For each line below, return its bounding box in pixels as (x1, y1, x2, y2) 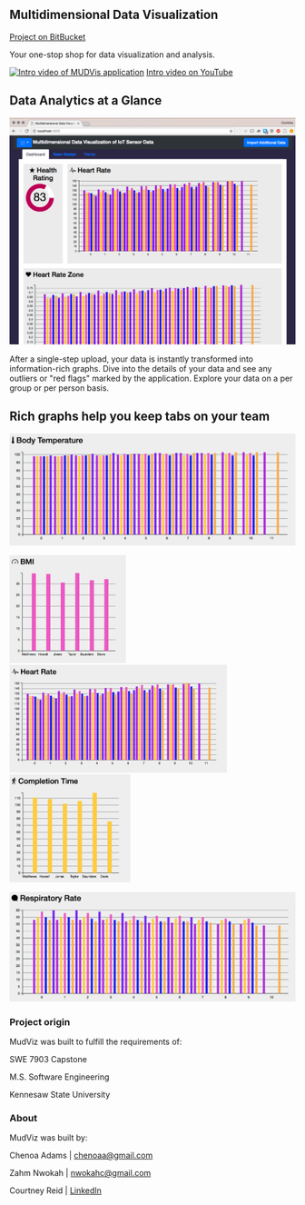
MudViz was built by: (9, 1132, 88, 1143)
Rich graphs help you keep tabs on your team (9, 409, 271, 424)
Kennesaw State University (9, 1090, 111, 1100)
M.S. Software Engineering (9, 1071, 110, 1082)
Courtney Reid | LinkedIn (9, 1185, 103, 1196)
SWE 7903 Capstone (9, 1054, 88, 1065)
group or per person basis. (9, 382, 110, 393)
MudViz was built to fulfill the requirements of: (9, 1036, 182, 1048)
